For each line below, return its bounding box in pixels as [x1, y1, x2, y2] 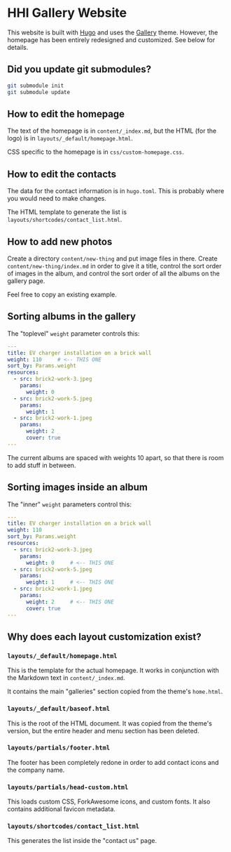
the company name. [7, 766, 65, 774]
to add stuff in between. [7, 461, 76, 469]
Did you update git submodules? [7, 63, 152, 75]
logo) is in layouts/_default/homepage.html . [7, 134, 133, 143]
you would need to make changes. [7, 195, 107, 203]
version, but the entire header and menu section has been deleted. [7, 726, 199, 735]
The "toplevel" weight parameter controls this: [7, 329, 140, 338]
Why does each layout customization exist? [7, 631, 202, 643]
